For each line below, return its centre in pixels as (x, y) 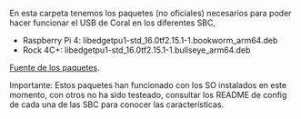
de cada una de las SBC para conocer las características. (117, 104)
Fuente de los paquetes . (55, 68)
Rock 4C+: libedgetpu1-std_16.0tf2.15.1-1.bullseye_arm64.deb (136, 50)
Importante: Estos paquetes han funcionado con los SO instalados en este (148, 85)
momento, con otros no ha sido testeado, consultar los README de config (148, 95)
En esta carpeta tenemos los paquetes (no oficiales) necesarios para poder (150, 13)
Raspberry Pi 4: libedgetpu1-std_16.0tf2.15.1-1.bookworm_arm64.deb (150, 40)
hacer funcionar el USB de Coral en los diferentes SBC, (113, 23)
